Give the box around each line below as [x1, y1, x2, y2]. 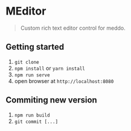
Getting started [5, 42, 65, 52]
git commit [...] [14, 118, 59, 125]
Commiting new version [5, 95, 97, 106]
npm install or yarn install [14, 64, 85, 72]
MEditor [5, 4, 46, 18]
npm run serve [14, 72, 50, 78]
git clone [14, 59, 40, 65]
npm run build [14, 112, 50, 118]
